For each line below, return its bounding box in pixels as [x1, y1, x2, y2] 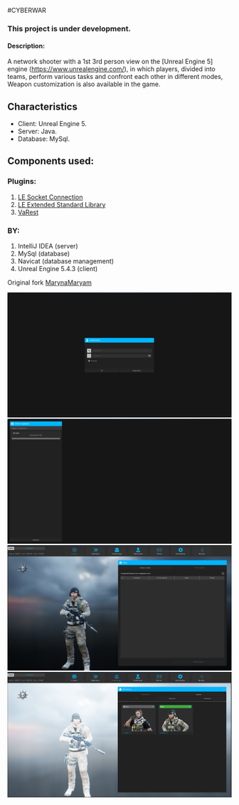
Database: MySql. [17, 135, 70, 143]
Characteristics [7, 100, 78, 112]
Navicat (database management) [17, 256, 115, 265]
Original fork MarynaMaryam [7, 278, 92, 287]
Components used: [7, 155, 95, 167]
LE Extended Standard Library [17, 200, 106, 209]
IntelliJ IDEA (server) [17, 241, 78, 250]
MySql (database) [17, 249, 70, 258]
